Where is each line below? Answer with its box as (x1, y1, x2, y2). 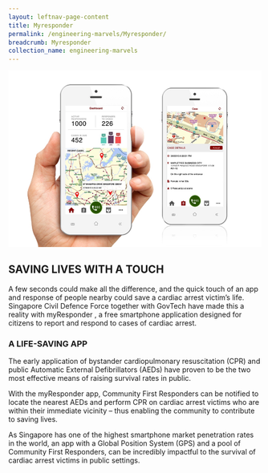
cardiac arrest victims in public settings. (8, 455, 140, 465)
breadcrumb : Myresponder (8, 38, 91, 46)
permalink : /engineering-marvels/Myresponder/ (8, 30, 167, 38)
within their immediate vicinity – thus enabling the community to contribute (8, 406, 255, 416)
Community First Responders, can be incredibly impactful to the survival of (8, 447, 257, 457)
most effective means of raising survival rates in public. (8, 374, 191, 383)
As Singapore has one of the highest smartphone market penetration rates (8, 430, 254, 440)
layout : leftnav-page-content (8, 13, 110, 21)
